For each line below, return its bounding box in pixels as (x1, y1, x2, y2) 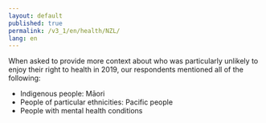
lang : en (8, 34, 38, 43)
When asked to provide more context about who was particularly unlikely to (8, 56, 259, 66)
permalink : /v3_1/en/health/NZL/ (8, 27, 121, 35)
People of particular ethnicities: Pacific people (19, 97, 174, 107)
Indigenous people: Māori (19, 89, 105, 99)
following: (8, 73, 41, 83)
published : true (8, 19, 63, 27)
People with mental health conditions (19, 106, 143, 116)
